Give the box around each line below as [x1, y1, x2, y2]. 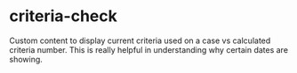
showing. [9, 54, 43, 64]
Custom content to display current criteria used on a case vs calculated [9, 35, 271, 46]
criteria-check [9, 6, 118, 26]
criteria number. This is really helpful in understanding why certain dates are [9, 44, 289, 55]
